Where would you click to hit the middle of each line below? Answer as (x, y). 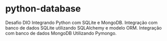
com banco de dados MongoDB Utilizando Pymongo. (61, 33)
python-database (43, 9)
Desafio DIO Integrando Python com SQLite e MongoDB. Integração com (81, 22)
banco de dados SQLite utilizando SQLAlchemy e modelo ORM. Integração (83, 27)
